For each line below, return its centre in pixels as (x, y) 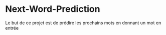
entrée (12, 28)
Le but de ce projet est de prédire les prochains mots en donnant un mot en (83, 23)
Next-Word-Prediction (53, 9)
